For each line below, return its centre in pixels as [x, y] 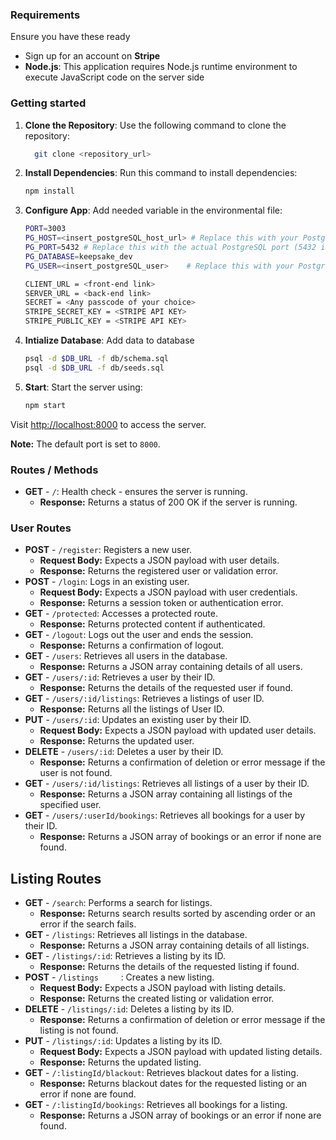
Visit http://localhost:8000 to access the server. [108, 424]
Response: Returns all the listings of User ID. [132, 709]
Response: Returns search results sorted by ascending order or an [177, 914]
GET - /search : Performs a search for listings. [118, 903]
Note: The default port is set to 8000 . [85, 444]
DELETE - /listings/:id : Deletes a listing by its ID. [129, 1009]
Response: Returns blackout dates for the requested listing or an [173, 1084]
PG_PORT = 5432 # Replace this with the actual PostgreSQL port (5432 [170, 248]
